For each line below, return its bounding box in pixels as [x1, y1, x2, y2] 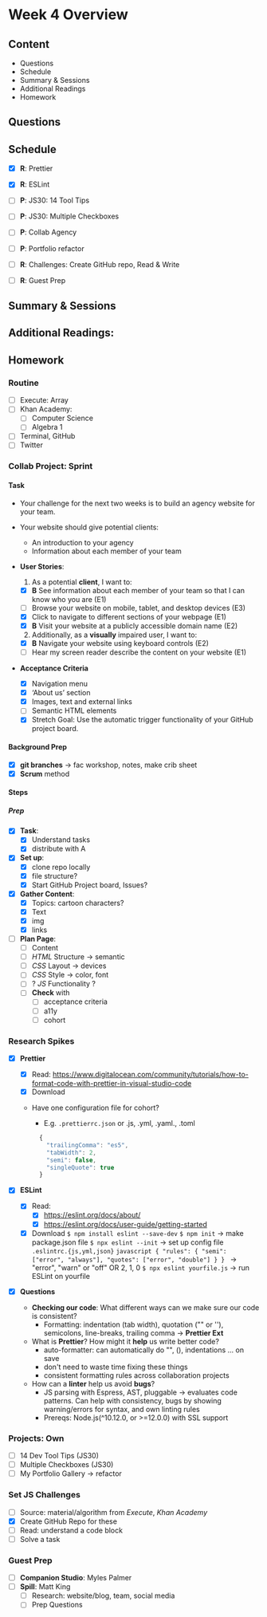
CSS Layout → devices [31, 961, 107, 970]
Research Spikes [8, 1035, 75, 1046]
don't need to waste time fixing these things [43, 1362, 189, 1371]
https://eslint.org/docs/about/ [43, 1210, 141, 1220]
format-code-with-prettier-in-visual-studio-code [31, 1079, 192, 1088]
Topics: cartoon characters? [31, 898, 124, 907]
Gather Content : [19, 889, 75, 899]
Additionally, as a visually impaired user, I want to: [31, 630, 198, 639]
